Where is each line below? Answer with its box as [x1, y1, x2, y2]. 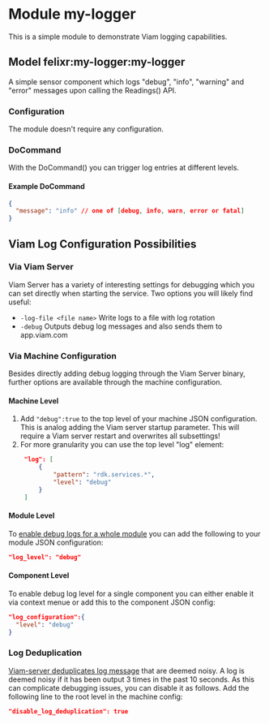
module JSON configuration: [8, 537, 104, 547]
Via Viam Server [8, 261, 75, 273]
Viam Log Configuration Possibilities [8, 237, 197, 251]
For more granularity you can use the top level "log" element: [19, 440, 224, 450]
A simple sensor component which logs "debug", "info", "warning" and [8, 76, 245, 86]
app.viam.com [19, 330, 68, 339]
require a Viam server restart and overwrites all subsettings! [19, 431, 220, 441]
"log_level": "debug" [8, 553, 82, 561]
